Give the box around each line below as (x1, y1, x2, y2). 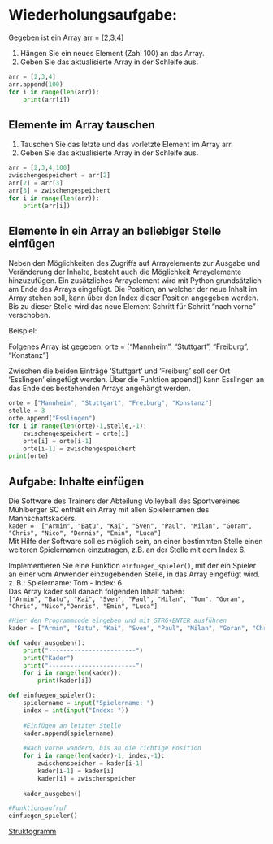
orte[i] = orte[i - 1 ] (23, 437, 93, 445)
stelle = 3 (8, 407, 45, 415)
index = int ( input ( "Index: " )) (23, 706, 129, 715)
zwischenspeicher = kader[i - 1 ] (37, 759, 144, 768)
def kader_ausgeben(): (8, 638, 85, 647)
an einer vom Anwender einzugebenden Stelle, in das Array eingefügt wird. (8, 569, 260, 579)
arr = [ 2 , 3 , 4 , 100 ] (8, 164, 71, 172)
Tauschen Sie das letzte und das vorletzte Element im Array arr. (19, 140, 233, 150)
